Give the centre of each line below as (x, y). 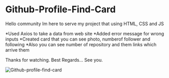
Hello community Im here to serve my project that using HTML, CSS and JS (84, 24)
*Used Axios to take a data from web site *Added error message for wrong (85, 33)
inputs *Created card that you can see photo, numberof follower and (78, 39)
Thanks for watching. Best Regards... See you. (54, 60)
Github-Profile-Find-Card (61, 9)
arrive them (17, 50)
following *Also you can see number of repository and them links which (81, 44)
